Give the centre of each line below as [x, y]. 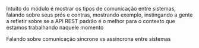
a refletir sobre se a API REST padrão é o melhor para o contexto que [91, 21]
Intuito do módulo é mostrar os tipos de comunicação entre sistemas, [91, 9]
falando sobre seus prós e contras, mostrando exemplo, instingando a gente [99, 15]
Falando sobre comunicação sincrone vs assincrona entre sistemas [89, 39]
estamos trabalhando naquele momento [55, 27]
